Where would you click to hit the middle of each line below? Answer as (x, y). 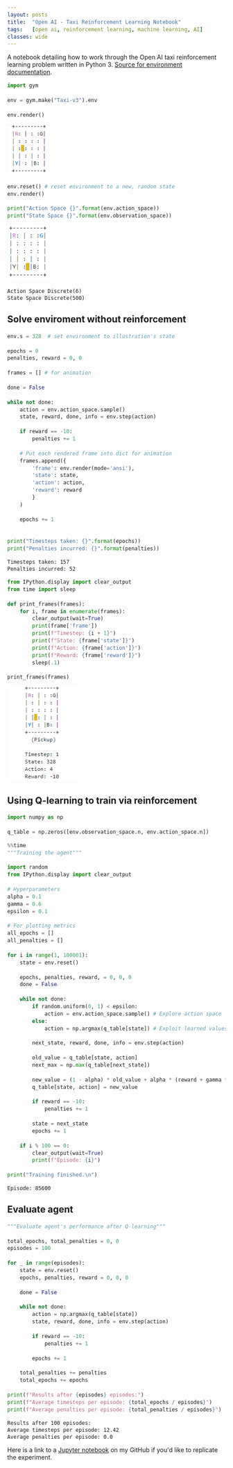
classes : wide (28, 37)
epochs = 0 (23, 351)
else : (40, 1021)
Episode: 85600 (29, 1188)
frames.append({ (43, 461)
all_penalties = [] (35, 941)
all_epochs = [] (31, 933)
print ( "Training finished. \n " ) (52, 1175)
